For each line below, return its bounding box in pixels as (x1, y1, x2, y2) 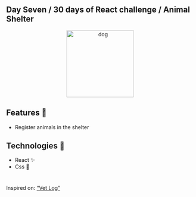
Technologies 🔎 (6, 141, 65, 151)
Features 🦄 (6, 108, 47, 118)
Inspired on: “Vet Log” (6, 184, 61, 191)
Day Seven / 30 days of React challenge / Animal (6, 5, 191, 15)
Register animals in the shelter (14, 123, 89, 130)
